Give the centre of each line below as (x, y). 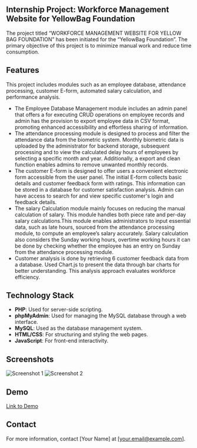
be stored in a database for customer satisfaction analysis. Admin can (99, 189)
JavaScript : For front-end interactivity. (61, 341)
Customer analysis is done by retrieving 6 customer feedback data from (102, 258)
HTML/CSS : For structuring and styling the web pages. (81, 335)
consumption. (23, 52)
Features (23, 70)
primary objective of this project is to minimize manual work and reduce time (99, 45)
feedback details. (36, 202)
